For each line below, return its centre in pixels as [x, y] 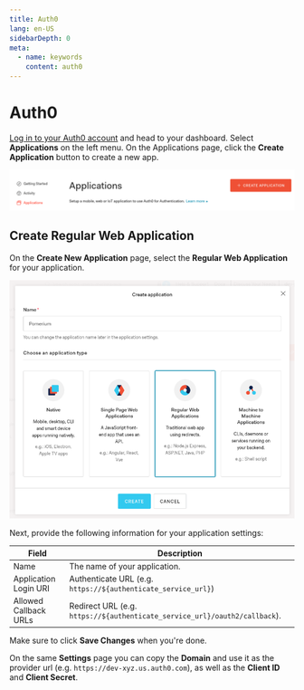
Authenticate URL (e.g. [111, 579]
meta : [19, 48]
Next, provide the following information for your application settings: [137, 533]
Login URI [31, 589]
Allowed [28, 601]
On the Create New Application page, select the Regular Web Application [148, 257]
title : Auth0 [34, 19]
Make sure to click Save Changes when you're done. [108, 640]
